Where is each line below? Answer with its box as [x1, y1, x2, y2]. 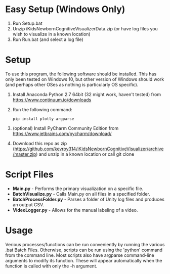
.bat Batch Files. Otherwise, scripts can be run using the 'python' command [5, 247, 163, 253]
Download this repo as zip [12, 140, 67, 146]
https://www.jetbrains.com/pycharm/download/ [12, 130, 112, 136]
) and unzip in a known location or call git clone [35, 151, 135, 157]
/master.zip [12, 151, 36, 157]
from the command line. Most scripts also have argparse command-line [5, 252, 154, 258]
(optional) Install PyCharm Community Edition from [12, 125, 119, 131]
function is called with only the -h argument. [5, 263, 98, 269]
